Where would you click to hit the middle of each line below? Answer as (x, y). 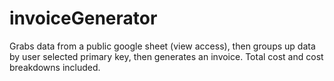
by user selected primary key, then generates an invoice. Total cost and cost (166, 56)
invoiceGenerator (83, 18)
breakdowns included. (55, 67)
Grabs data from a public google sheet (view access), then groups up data (162, 46)
